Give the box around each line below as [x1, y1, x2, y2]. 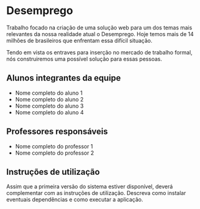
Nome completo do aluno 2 [15, 95, 84, 103]
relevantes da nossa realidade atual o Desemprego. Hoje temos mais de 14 [6, 30, 194, 37]
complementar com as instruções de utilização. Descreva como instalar [6, 189, 186, 197]
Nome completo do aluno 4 [15, 108, 84, 116]
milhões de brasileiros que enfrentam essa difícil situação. [6, 37, 152, 44]
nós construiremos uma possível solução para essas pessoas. [6, 55, 163, 62]
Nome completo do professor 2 [15, 149, 95, 156]
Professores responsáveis [6, 127, 108, 137]
